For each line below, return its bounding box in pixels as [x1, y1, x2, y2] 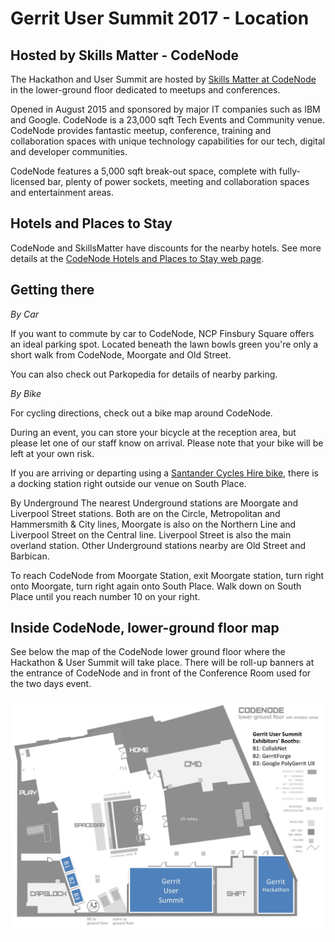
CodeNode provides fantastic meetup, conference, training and [10, 125, 272, 136]
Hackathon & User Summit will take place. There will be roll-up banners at [10, 657, 315, 669]
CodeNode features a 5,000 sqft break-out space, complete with [10, 165, 277, 177]
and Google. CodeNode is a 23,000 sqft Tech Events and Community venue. [10, 114, 326, 126]
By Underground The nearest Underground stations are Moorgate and [10, 497, 299, 509]
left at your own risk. [10, 447, 95, 459]
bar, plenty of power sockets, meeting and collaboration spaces [47, 176, 310, 187]
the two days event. [10, 678, 92, 690]
